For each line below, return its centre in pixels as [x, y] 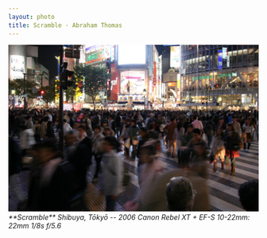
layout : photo [32, 17]
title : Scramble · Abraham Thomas [66, 25]
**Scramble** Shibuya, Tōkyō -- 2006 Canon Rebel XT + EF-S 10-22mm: [129, 217]
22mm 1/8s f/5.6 [35, 226]
